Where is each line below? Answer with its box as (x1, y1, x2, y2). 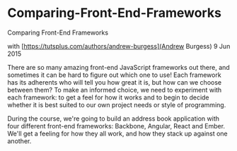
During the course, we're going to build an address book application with (7, 114, 220, 123)
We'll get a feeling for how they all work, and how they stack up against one (7, 129, 228, 138)
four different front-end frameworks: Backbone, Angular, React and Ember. (7, 121, 225, 130)
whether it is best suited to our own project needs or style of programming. (7, 100, 226, 109)
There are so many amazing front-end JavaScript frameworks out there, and (7, 63, 230, 71)
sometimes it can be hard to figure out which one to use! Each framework (7, 71, 221, 79)
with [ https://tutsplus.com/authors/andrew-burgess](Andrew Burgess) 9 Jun (7, 42, 231, 50)
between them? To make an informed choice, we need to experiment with (7, 85, 222, 94)
